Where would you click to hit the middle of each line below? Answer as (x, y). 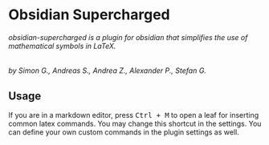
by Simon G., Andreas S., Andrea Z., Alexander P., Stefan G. (108, 70)
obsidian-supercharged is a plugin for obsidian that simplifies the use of (128, 37)
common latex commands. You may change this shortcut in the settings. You (135, 124)
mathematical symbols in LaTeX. (62, 46)
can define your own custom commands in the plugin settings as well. (124, 132)
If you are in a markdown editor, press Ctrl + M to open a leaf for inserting (134, 115)
